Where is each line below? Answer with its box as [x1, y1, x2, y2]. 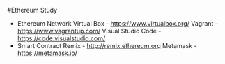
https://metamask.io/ [17, 49, 78, 57]
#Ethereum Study [7, 6, 58, 14]
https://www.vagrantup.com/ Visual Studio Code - [17, 27, 162, 35]
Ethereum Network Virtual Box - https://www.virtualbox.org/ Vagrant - [17, 19, 218, 27]
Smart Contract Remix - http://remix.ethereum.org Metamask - [17, 42, 197, 49]
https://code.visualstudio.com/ [17, 34, 106, 42]
